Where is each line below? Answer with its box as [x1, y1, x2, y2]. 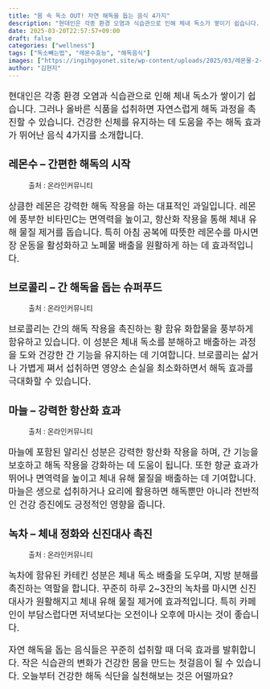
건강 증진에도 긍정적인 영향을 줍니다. [18, 499, 166, 511]
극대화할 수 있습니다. [8, 376, 92, 387]
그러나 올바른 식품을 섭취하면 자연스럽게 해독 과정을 [38, 103, 246, 115]
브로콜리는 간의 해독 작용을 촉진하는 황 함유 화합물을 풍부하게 [8, 324, 254, 335]
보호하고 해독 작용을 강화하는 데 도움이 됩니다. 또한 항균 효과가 [8, 460, 259, 472]
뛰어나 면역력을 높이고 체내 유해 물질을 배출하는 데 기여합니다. [8, 472, 256, 485]
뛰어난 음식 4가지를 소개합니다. [18, 130, 144, 141]
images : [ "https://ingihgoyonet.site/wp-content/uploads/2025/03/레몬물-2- [8, 57, 263, 65]
